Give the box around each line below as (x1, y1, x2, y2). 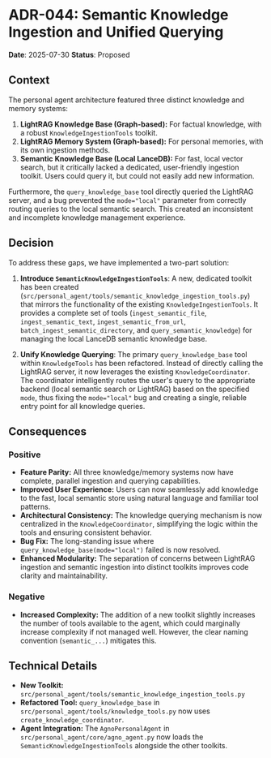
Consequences (8, 424, 87, 438)
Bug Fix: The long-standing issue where (19, 536, 155, 546)
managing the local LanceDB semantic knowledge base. (19, 334, 208, 343)
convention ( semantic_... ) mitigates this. (19, 635, 157, 645)
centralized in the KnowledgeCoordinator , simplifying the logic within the (19, 519, 259, 529)
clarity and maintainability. (19, 571, 108, 581)
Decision (8, 236, 54, 250)
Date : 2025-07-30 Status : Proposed (8, 50, 131, 59)
